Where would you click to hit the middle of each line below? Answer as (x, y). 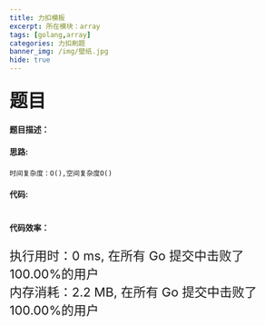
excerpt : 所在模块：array (55, 26)
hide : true (30, 60)
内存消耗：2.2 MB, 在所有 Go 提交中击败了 (133, 291)
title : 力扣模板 (37, 18)
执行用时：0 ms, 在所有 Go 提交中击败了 (127, 255)
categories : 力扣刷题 (48, 43)
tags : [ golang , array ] (50, 35)
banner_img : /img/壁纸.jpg (59, 52)
